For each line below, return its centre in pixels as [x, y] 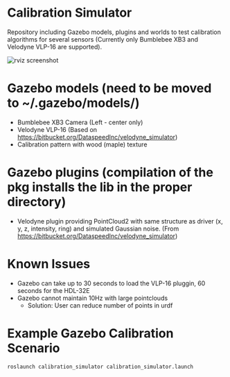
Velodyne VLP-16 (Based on [57, 129]
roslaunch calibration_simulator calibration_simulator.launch [100, 367]
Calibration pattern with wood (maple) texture [82, 144]
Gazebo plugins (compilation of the [110, 173]
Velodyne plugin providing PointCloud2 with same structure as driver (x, [120, 221]
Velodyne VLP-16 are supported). [55, 47]
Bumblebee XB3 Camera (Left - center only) [80, 122]
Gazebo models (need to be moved [109, 89]
